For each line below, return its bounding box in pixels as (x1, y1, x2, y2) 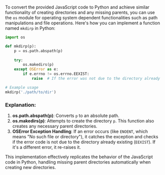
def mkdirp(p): (5, 44, 37, 49)
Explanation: (5, 101, 36, 108)
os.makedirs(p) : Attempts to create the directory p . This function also (12, 117, 155, 123)
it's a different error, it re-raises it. (12, 144, 82, 150)
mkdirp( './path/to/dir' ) (5, 89, 56, 95)
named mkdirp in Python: (5, 25, 56, 31)
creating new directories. (5, 164, 56, 170)
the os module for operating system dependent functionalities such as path (5, 15, 158, 20)
